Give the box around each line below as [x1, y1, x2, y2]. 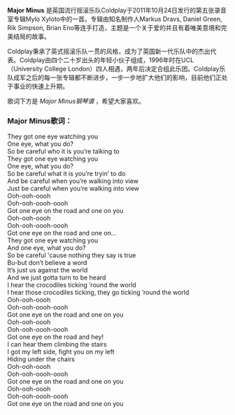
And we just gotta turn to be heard [7, 273, 106, 282]
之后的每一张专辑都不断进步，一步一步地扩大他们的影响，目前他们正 [25, 73, 222, 82]
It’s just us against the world [7, 266, 88, 275]
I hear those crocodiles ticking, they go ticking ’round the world [7, 289, 190, 297]
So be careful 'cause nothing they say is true [7, 251, 136, 260]
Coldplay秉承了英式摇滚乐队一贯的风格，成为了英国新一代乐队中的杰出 [7, 48, 211, 55]
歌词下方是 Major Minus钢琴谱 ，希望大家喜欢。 [7, 97, 145, 105]
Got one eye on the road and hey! [7, 333, 104, 341]
